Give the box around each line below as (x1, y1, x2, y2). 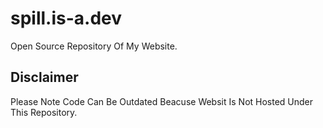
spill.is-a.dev (10, 7, 123, 30)
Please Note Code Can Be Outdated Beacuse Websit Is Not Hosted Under (10, 95, 314, 107)
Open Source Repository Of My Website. (10, 40, 178, 52)
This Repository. (10, 106, 78, 118)
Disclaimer (10, 69, 79, 86)
